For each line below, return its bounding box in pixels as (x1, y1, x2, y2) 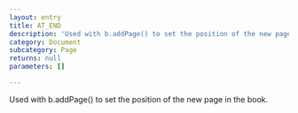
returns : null (9, 54, 62, 63)
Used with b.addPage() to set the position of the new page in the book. (9, 94, 269, 104)
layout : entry (9, 12, 62, 22)
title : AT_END (9, 21, 62, 30)
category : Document (9, 37, 82, 47)
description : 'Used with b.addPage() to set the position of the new (9, 29, 272, 38)
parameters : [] (9, 63, 66, 72)
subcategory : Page (9, 46, 77, 55)
